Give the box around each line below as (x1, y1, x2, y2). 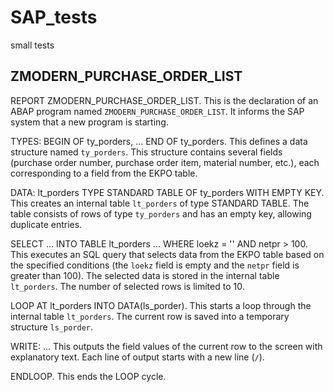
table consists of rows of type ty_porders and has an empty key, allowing (10, 207, 312, 220)
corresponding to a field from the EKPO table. (10, 167, 198, 179)
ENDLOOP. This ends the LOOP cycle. (10, 370, 167, 382)
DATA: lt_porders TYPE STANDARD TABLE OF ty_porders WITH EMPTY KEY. (10, 186, 325, 198)
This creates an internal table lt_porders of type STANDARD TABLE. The (10, 197, 310, 209)
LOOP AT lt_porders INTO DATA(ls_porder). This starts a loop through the (10, 299, 312, 311)
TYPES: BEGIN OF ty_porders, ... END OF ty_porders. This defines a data (10, 135, 308, 147)
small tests (10, 39, 55, 51)
